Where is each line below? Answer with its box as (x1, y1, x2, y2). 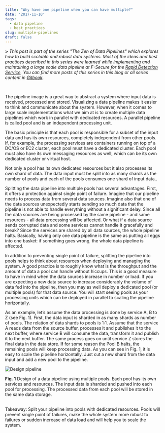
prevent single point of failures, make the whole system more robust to (5, 411, 149, 417)
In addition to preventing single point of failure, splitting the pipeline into (5, 252, 151, 258)
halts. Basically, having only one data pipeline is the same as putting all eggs (5, 233, 160, 238)
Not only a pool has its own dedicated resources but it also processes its (5, 165, 153, 171)
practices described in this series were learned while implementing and (5, 59, 150, 65)
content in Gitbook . (5, 75, 44, 80)
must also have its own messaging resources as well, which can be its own (5, 150, 157, 156)
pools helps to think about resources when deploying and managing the (5, 258, 151, 264)
